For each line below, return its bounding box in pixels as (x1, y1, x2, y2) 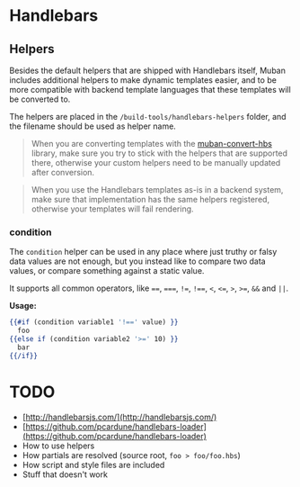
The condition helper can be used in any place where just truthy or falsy (9, 247, 278, 257)
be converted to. (9, 94, 71, 104)
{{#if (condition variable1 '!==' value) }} (9, 318, 179, 327)
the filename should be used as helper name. (9, 121, 177, 131)
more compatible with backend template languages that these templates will (9, 85, 292, 95)
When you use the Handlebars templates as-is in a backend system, (31, 185, 284, 194)
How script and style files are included (22, 459, 165, 470)
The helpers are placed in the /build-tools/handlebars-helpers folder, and (9, 112, 287, 122)
